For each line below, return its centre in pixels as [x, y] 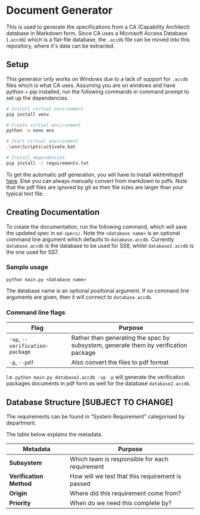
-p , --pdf [21, 363]
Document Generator [60, 10]
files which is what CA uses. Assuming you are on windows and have [91, 85]
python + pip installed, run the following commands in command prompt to [98, 91]
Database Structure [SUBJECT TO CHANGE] [90, 402]
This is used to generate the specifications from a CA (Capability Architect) [98, 27]
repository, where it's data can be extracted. [60, 46]
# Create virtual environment [44, 125]
